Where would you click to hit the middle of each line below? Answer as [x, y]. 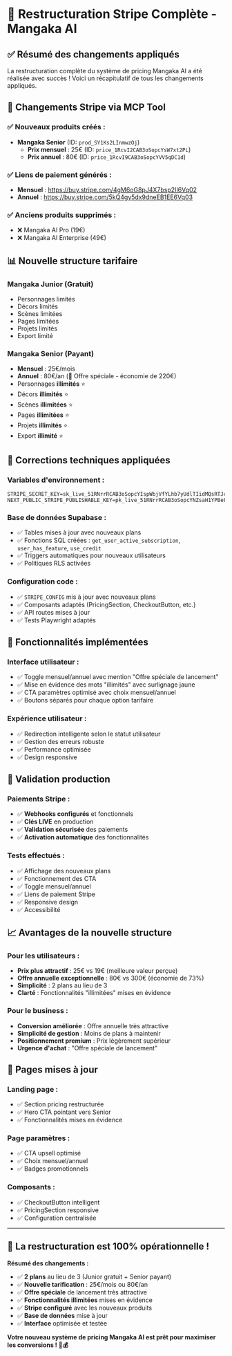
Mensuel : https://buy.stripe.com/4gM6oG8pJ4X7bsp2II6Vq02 [107, 189]
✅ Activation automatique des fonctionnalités [83, 837]
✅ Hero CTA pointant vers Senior [64, 1112]
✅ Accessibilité [39, 909]
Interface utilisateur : [43, 662]
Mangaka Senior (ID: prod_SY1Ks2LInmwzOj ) [78, 142]
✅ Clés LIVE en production [55, 821]
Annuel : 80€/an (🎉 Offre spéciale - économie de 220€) [97, 376]
